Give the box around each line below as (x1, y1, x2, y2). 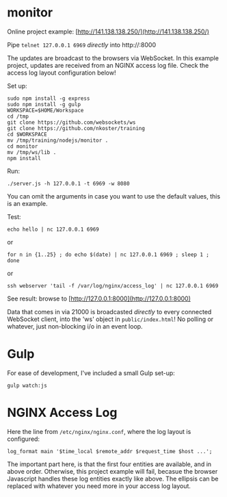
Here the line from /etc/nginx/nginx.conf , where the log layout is (7, 427, 191, 435)
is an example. (7, 199, 48, 207)
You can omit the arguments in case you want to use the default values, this (7, 192, 221, 200)
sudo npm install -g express (7, 94, 90, 102)
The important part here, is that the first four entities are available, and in (7, 460, 212, 468)
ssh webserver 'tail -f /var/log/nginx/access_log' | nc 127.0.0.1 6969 (7, 282, 219, 289)
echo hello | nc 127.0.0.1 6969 (7, 226, 99, 233)
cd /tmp (7, 113, 29, 120)
